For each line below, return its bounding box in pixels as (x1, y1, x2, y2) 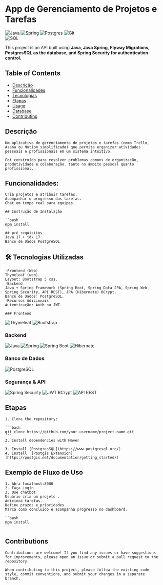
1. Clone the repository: (5, 417, 58, 421)
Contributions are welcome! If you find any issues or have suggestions (5, 550, 156, 555)
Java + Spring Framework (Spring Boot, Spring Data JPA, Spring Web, (5, 286, 150, 291)
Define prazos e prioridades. (5, 502, 67, 507)
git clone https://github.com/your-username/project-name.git (5, 429, 134, 434)
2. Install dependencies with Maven (5, 438, 80, 443)
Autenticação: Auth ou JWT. (5, 303, 62, 308)
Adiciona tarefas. (5, 498, 42, 503)
